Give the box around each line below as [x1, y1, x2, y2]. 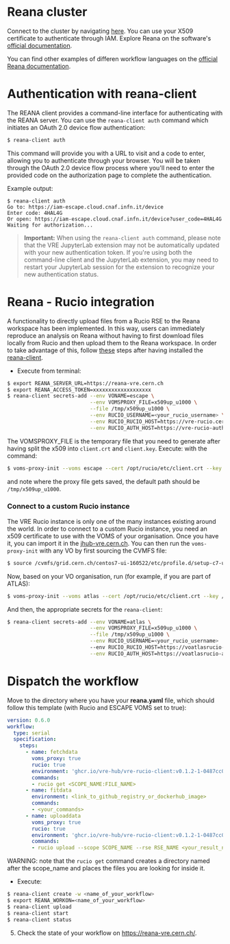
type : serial [13, 729, 51, 737]
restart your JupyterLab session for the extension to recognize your [23, 262, 215, 271]
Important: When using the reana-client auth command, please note [23, 233, 221, 242]
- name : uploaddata [25, 812, 81, 819]
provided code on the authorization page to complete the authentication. [7, 171, 212, 179]
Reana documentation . [7, 62, 71, 70]
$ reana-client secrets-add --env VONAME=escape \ [7, 393, 155, 400]
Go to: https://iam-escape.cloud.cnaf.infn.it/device [7, 203, 164, 210]
